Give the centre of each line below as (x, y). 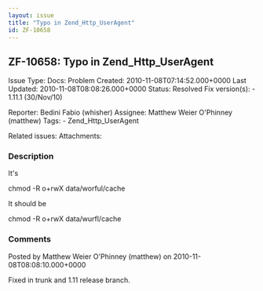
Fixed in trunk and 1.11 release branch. (69, 280)
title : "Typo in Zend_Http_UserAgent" (71, 23)
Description (31, 156)
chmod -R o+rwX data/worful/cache (67, 188)
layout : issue (31, 15)
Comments (29, 239)
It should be (27, 204)
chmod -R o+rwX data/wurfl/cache (65, 219)
